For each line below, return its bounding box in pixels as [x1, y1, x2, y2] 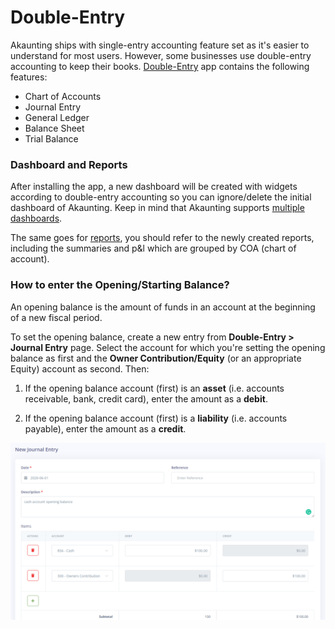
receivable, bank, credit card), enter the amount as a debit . [24, 392, 268, 405]
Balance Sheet [24, 122, 85, 134]
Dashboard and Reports [10, 157, 128, 171]
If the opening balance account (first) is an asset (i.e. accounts [24, 382, 285, 394]
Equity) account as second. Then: [10, 362, 150, 375]
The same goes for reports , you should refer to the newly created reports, [10, 232, 315, 244]
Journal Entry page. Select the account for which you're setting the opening [10, 341, 326, 353]
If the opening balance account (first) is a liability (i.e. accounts [24, 412, 288, 424]
